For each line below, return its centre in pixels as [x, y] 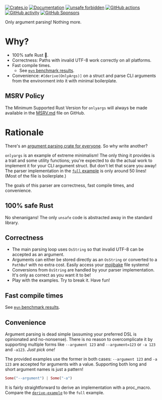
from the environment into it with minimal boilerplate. [65, 80]
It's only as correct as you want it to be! [51, 275]
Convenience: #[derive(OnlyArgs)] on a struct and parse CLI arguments [84, 76]
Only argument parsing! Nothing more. [43, 22]
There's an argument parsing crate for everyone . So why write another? [76, 146]
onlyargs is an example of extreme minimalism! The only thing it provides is [80, 155]
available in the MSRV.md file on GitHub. [45, 113]
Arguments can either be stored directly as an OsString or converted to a [84, 260]
